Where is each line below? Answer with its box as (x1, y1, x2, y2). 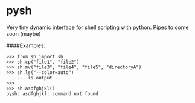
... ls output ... (17, 75, 63, 81)
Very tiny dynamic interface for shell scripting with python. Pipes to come (6, 24, 189, 31)
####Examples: (6, 42, 46, 49)
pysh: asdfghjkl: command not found (6, 90, 98, 97)
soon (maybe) (6, 30, 41, 37)
